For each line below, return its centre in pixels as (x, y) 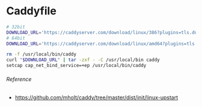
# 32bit (16, 27)
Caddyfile (32, 11)
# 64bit (16, 38)
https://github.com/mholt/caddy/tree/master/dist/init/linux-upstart (96, 97)
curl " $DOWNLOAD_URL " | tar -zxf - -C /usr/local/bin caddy (83, 60)
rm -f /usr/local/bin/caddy (41, 54)
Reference (19, 79)
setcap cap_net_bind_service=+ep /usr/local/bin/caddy (76, 66)
